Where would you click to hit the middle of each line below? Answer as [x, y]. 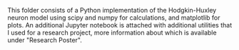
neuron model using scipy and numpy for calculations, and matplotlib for [114, 18]
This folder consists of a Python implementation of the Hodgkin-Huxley [112, 10]
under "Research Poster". [45, 40]
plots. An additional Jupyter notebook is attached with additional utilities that [120, 25]
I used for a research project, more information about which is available [112, 32]
